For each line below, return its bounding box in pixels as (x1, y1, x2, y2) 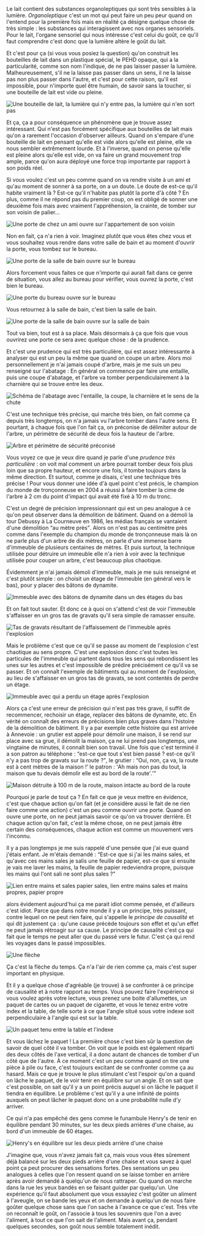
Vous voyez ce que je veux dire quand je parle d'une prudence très (6, 454, 176, 461)
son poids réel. (6, 165, 44, 171)
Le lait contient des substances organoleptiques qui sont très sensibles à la (6, 6, 196, 12)
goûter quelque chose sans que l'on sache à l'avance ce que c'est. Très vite (6, 1204, 198, 1210)
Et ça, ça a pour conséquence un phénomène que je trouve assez (6, 119, 173, 126)
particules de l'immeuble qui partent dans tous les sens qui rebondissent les (6, 655, 199, 662)
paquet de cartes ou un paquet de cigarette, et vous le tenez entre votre (6, 1001, 188, 1008)
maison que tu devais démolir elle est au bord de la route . (6, 770, 153, 776)
